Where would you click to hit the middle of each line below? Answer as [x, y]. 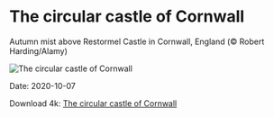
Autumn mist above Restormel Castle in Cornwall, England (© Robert [137, 41]
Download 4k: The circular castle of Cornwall [93, 103]
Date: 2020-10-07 [43, 85]
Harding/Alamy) [38, 50]
